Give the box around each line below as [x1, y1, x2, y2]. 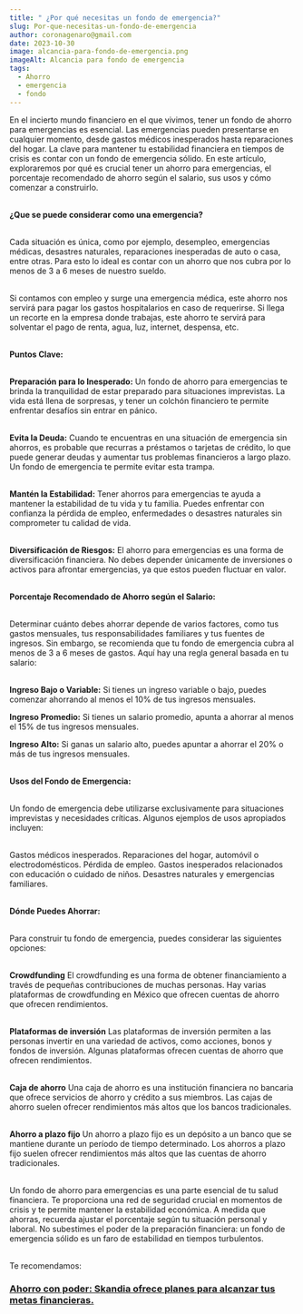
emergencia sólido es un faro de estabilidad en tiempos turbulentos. [9, 1232, 265, 1244]
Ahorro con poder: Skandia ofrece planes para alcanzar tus [9, 1282, 276, 1295]
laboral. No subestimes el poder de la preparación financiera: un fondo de [9, 1223, 286, 1234]
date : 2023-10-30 [9, 38, 75, 48]
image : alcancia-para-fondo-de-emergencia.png [9, 47, 189, 56]
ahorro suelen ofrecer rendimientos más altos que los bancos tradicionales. [9, 1101, 292, 1112]
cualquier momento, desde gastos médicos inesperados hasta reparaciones [9, 133, 294, 144]
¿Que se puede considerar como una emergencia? [9, 209, 204, 220]
